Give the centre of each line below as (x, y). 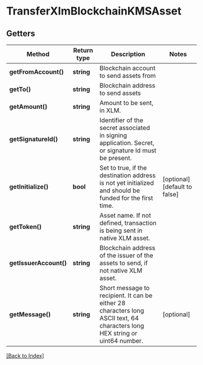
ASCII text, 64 (119, 318)
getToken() (26, 227)
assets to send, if (124, 263)
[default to (177, 187)
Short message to (124, 288)
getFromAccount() (37, 72)
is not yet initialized (127, 183)
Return (83, 50)
